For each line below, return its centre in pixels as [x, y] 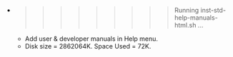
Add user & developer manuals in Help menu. [91, 39]
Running [187, 10]
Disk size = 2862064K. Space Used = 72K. [88, 46]
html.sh [185, 25]
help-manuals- [196, 18]
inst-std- [213, 10]
